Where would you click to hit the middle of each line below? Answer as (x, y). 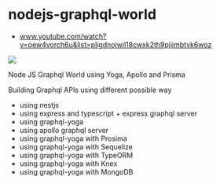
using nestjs (39, 105)
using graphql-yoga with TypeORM (76, 155)
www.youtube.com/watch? (63, 36)
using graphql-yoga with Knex (68, 164)
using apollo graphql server (64, 130)
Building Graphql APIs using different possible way (90, 90)
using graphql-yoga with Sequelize (76, 146)
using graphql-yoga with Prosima (73, 138)
